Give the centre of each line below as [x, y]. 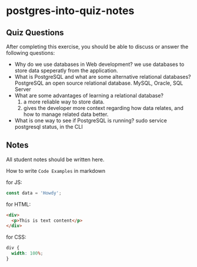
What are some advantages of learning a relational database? [89, 96]
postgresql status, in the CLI [49, 127]
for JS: [14, 182]
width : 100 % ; [27, 253]
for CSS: [16, 237]
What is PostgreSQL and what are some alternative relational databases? [103, 77]
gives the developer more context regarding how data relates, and [103, 108]
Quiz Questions [35, 33]
